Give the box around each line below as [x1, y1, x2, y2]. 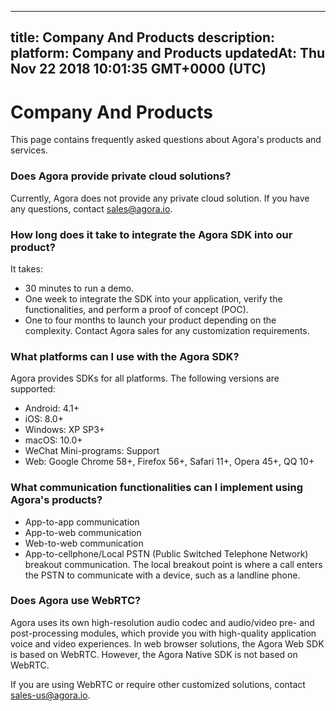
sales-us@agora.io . [10, 689, 91, 701]
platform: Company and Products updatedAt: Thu [10, 45, 326, 62]
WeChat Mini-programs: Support [24, 445, 160, 457]
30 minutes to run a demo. [24, 282, 135, 294]
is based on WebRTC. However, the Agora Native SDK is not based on [10, 648, 298, 660]
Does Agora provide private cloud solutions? [10, 169, 232, 183]
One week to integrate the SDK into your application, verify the [24, 292, 283, 305]
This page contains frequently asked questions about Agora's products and [10, 134, 322, 146]
